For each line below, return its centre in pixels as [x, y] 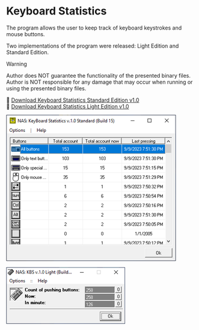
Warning [17, 64]
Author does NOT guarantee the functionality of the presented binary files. [99, 75]
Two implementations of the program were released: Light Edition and [93, 46]
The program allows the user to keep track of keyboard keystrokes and [94, 28]
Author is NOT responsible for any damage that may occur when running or [99, 82]
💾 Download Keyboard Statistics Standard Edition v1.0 [73, 100]
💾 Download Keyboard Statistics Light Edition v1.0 [68, 106]
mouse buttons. [26, 34]
